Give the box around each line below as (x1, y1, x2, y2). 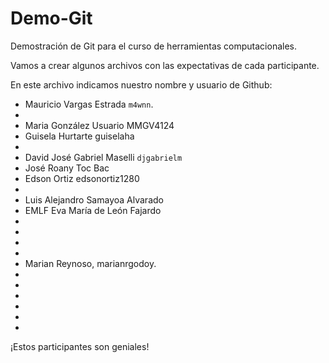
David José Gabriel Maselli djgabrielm (24, 151, 183, 163)
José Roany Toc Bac (24, 162, 110, 174)
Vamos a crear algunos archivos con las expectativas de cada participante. (10, 59, 320, 71)
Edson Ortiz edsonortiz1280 (24, 172, 140, 184)
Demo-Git (10, 7, 93, 30)
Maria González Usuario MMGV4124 (24, 119, 175, 131)
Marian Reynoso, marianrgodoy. (24, 257, 157, 269)
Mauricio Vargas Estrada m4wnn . (24, 98, 154, 110)
